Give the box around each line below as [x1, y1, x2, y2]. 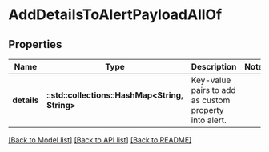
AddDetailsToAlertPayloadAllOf [8, 6, 223, 24]
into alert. [191, 114, 227, 126]
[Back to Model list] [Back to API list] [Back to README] [8, 135, 192, 145]
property [191, 105, 224, 115]
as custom [191, 94, 231, 106]
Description [191, 62, 237, 72]
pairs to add [191, 85, 236, 95]
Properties [8, 38, 62, 51]
